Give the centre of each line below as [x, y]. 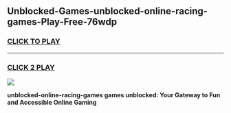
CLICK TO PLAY [34, 42]
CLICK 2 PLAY [31, 67]
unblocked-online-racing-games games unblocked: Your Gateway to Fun [114, 95]
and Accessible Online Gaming [52, 102]
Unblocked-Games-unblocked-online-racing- [108, 11]
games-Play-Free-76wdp [62, 22]
